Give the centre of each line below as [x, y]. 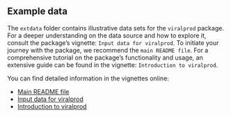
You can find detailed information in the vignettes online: [88, 78]
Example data [38, 11]
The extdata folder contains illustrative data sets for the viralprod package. [116, 28]
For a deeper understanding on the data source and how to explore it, [107, 35]
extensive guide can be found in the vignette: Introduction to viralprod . [113, 64]
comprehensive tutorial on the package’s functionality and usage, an [105, 57]
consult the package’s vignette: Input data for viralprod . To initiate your [113, 43]
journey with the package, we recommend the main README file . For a [108, 50]
